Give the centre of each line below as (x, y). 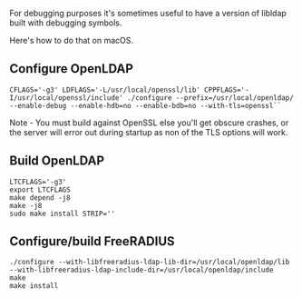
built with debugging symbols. (66, 23)
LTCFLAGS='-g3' (38, 182)
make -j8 (26, 205)
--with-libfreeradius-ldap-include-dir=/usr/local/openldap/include (141, 270)
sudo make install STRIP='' (63, 214)
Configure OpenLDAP (72, 69)
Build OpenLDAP (57, 161)
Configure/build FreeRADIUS (92, 241)
